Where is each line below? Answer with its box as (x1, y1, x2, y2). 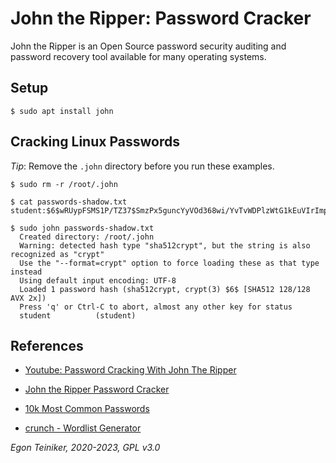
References (10, 337, 84, 354)
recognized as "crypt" (10, 249, 105, 259)
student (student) (19, 310, 137, 321)
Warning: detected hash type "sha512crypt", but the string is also (19, 240, 311, 251)
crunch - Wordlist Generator (24, 422, 142, 434)
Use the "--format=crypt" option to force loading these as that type (19, 258, 320, 268)
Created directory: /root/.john (19, 232, 155, 242)
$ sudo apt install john (10, 106, 114, 116)
